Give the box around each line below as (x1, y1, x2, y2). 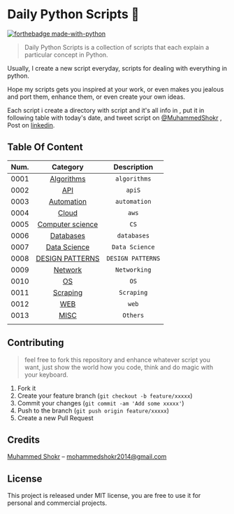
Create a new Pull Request (17, 413, 94, 422)
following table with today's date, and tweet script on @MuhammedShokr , (7, 113, 222, 122)
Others (122, 311, 145, 319)
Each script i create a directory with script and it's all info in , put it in (7, 106, 205, 114)
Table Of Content (7, 141, 83, 153)
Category (51, 162, 84, 172)
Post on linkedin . (7, 120, 55, 129)
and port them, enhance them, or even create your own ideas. (7, 92, 186, 101)
